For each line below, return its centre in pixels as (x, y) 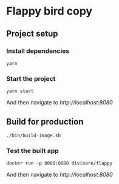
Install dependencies (38, 51)
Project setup (32, 34)
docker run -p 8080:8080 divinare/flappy (59, 163)
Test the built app (32, 151)
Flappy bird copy (49, 11)
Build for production (45, 122)
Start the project (31, 78)
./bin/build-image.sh (34, 135)
